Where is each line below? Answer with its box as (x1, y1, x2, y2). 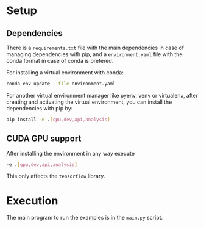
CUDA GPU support (6, 134, 82, 144)
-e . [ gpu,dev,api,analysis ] (6, 161, 78, 168)
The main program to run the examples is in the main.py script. (6, 214, 163, 222)
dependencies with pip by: (6, 104, 73, 112)
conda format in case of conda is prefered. (6, 57, 114, 64)
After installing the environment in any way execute (6, 150, 135, 157)
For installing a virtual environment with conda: (6, 69, 124, 76)
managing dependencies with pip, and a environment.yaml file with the (6, 51, 183, 58)
